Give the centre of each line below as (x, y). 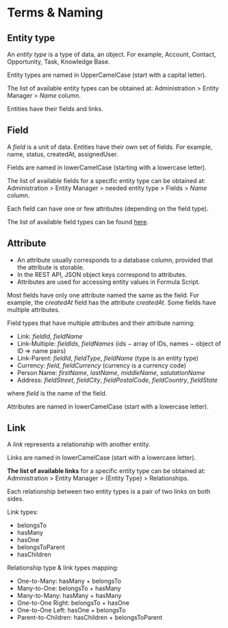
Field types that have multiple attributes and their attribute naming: (101, 323)
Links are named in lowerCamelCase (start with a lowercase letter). (102, 458)
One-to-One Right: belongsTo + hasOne (73, 603)
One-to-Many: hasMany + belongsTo (69, 581)
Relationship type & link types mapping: (63, 568)
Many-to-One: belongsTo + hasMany (69, 588)
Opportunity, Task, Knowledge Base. (59, 62)
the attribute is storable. (51, 267)
